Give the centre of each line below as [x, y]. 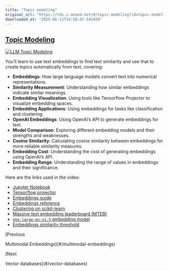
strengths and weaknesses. [41, 135]
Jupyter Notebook [31, 187]
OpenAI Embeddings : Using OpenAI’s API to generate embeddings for [85, 119]
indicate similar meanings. [39, 93]
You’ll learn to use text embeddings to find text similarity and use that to [80, 61]
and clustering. [28, 114]
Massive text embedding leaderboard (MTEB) [60, 214]
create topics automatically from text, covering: [54, 67]
